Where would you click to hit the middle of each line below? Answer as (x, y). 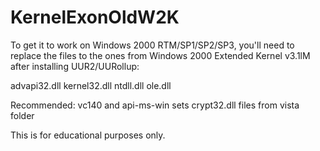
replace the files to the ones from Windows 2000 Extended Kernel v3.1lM (160, 55)
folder (22, 115)
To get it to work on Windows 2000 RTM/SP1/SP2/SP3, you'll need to (152, 45)
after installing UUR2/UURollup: (75, 66)
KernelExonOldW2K (95, 17)
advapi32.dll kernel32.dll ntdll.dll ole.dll (91, 85)
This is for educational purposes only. (88, 135)
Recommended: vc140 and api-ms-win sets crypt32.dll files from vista (155, 105)
